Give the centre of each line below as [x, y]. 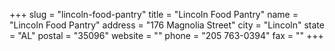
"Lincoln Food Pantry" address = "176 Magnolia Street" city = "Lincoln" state [167, 25]
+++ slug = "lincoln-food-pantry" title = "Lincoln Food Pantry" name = [154, 14]
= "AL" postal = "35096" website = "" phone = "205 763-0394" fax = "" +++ [166, 35]
